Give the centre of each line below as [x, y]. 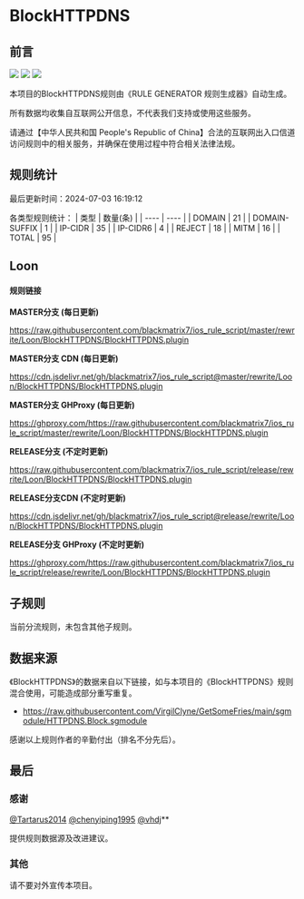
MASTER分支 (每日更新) [54, 312]
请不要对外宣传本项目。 [53, 885]
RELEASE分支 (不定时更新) [59, 452]
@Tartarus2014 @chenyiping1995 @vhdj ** [89, 819]
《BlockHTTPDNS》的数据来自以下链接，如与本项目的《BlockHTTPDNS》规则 [152, 682]
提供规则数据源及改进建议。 [61, 838]
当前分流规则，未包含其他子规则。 [73, 627]
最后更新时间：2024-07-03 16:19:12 [76, 198]
